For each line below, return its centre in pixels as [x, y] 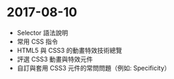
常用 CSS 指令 [37, 41]
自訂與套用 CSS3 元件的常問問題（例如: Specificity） [94, 68]
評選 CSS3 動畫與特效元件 [55, 59]
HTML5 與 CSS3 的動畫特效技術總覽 [69, 50]
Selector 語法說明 [42, 32]
